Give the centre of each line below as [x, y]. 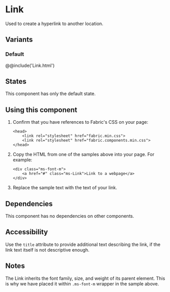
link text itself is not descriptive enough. [47, 250]
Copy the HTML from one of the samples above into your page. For [83, 154]
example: [22, 160]
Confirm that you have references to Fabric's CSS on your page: [80, 122]
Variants [19, 40]
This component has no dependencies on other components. [70, 216]
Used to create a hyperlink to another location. [54, 24]
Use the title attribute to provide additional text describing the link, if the [83, 244]
